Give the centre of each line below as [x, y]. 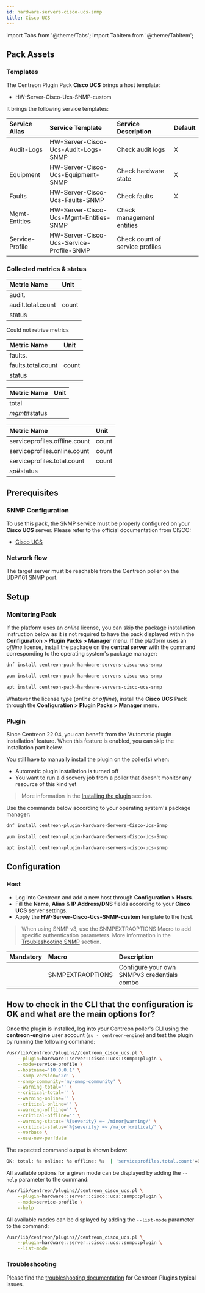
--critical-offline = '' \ [49, 1115]
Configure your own [147, 967]
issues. [15, 1284]
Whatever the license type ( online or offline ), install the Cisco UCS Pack [97, 699]
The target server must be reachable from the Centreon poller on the [93, 571]
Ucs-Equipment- [75, 175]
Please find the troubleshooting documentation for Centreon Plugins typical [101, 1278]
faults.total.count [34, 365]
